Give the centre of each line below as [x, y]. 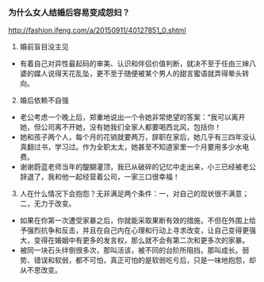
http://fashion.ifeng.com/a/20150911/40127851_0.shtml [97, 30]
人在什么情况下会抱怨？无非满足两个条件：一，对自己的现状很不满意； [134, 194]
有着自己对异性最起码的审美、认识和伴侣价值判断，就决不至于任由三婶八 [138, 64]
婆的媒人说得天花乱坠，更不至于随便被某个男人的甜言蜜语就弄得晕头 [131, 74]
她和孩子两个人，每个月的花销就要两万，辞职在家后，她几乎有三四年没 [134, 137]
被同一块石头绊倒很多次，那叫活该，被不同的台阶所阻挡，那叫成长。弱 [134, 250]
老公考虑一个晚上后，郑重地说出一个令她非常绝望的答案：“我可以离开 [132, 118]
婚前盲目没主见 [44, 47]
